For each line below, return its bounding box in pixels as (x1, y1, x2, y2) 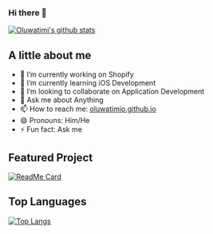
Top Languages (8, 195, 87, 208)
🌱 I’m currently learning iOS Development (19, 78, 156, 88)
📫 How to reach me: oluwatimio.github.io (19, 104, 157, 114)
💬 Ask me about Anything (19, 95, 104, 105)
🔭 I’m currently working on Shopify (19, 69, 134, 79)
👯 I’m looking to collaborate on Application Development (19, 87, 205, 97)
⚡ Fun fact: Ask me (19, 125, 82, 134)
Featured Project (8, 151, 93, 165)
